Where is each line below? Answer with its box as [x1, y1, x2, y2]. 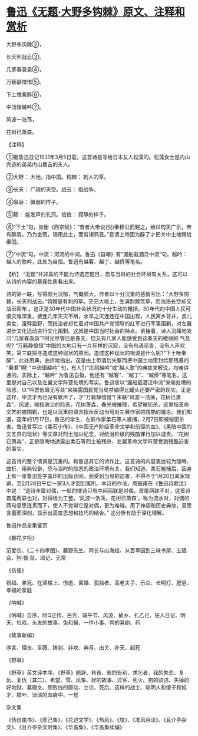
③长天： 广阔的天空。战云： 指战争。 [6, 186, 99, 193]
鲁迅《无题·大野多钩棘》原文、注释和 [6, 5, 186, 19]
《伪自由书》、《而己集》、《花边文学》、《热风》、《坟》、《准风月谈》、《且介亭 [6, 716, 181, 723]
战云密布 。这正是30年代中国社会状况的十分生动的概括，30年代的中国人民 [6, 305, 186, 312]
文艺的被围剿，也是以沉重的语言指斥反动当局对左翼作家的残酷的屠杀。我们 [6, 408, 187, 415]
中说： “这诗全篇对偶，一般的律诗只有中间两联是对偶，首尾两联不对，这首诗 [6, 487, 191, 494]
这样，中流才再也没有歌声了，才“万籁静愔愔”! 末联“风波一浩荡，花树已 [6, 393, 176, 401]
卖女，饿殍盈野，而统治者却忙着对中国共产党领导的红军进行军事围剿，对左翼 [6, 319, 192, 327]
